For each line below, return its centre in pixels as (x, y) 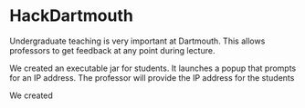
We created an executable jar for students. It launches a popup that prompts (153, 68)
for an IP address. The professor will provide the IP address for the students (152, 77)
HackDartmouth (72, 16)
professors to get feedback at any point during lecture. (112, 50)
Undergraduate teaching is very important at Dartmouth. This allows (137, 41)
